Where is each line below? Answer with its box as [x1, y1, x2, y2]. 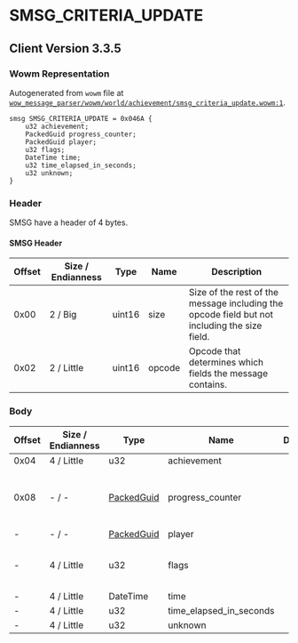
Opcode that [189, 345, 241, 358]
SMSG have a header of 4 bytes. [9, 217, 129, 228]
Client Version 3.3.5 [9, 41, 122, 56]
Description [211, 266, 263, 278]
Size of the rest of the [189, 286, 279, 299]
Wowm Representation [9, 68, 110, 80]
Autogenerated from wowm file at [9, 87, 124, 98]
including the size [189, 319, 263, 332]
